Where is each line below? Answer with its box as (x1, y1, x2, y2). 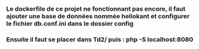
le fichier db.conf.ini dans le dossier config (6, 19, 134, 28)
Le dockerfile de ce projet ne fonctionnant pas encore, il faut (6, 5, 186, 13)
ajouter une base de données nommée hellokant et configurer (6, 12, 190, 20)
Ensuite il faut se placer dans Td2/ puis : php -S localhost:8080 (6, 35, 194, 43)
